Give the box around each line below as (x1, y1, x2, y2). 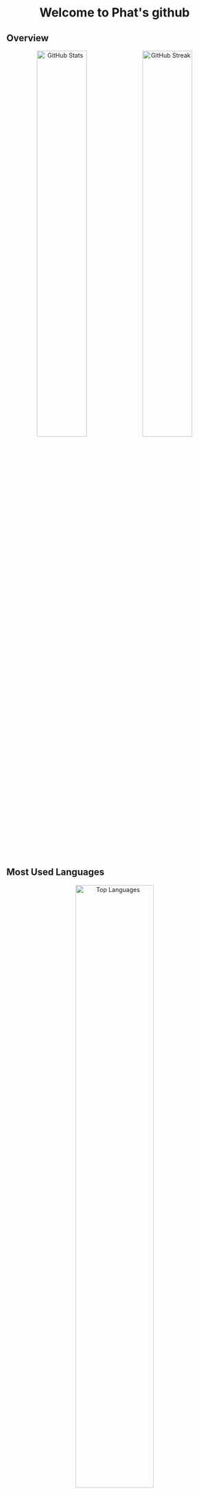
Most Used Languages (6, 867, 104, 878)
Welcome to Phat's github (39, 5, 190, 21)
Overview (6, 32, 49, 44)
